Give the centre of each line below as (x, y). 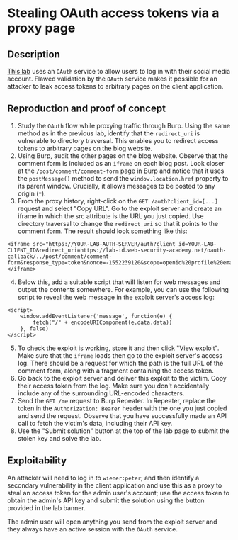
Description (34, 54)
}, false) (35, 328)
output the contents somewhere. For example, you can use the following (123, 289)
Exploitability (37, 461)
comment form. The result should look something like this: (102, 231)
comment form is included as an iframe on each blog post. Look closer (121, 163)
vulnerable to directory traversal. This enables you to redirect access (118, 140)
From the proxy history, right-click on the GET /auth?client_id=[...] (118, 201)
